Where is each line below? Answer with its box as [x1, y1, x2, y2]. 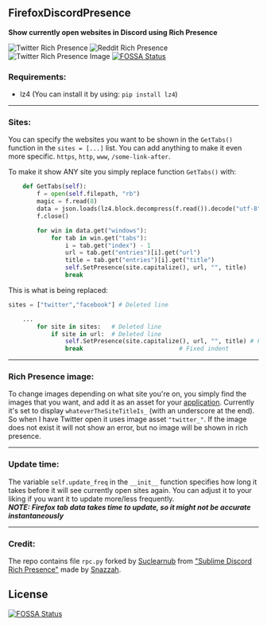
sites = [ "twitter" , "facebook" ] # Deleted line [8, 300, 169, 309]
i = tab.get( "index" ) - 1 [64, 241, 151, 249]
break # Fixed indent [64, 345, 229, 353]
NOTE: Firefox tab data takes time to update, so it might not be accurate [8, 502, 252, 512]
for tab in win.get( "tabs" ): [50, 234, 148, 242]
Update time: [8, 459, 60, 470]
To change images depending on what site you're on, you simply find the [8, 389, 247, 399]
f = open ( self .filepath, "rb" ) [37, 190, 141, 198]
